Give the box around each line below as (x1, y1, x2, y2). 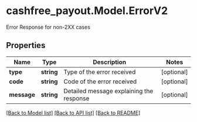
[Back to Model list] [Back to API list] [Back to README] (6, 109, 141, 116)
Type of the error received (63, 67, 136, 76)
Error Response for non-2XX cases (6, 23, 91, 30)
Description (93, 57, 127, 66)
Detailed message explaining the (63, 87, 154, 95)
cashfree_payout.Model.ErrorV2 (6, 4, 168, 18)
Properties (6, 40, 46, 50)
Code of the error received (63, 77, 137, 86)
